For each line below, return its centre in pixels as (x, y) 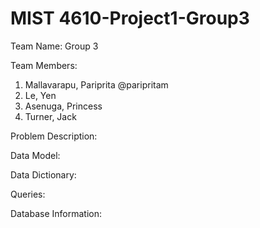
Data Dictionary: (43, 174)
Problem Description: (54, 136)
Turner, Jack (50, 116)
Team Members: (44, 65)
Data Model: (35, 155)
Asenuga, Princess (63, 106)
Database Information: (56, 213)
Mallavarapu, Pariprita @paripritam (96, 84)
